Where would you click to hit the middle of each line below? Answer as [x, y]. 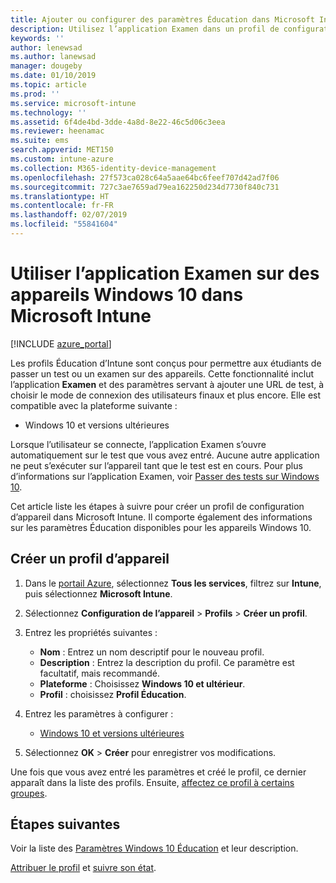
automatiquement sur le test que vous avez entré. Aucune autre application [165, 455]
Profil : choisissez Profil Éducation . [113, 694]
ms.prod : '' [35, 94]
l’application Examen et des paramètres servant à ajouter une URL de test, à [167, 384]
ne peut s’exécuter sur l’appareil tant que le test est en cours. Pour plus [156, 465]
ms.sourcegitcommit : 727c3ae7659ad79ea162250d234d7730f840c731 [145, 187]
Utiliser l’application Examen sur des [165, 273]
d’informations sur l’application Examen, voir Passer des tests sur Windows [165, 476]
